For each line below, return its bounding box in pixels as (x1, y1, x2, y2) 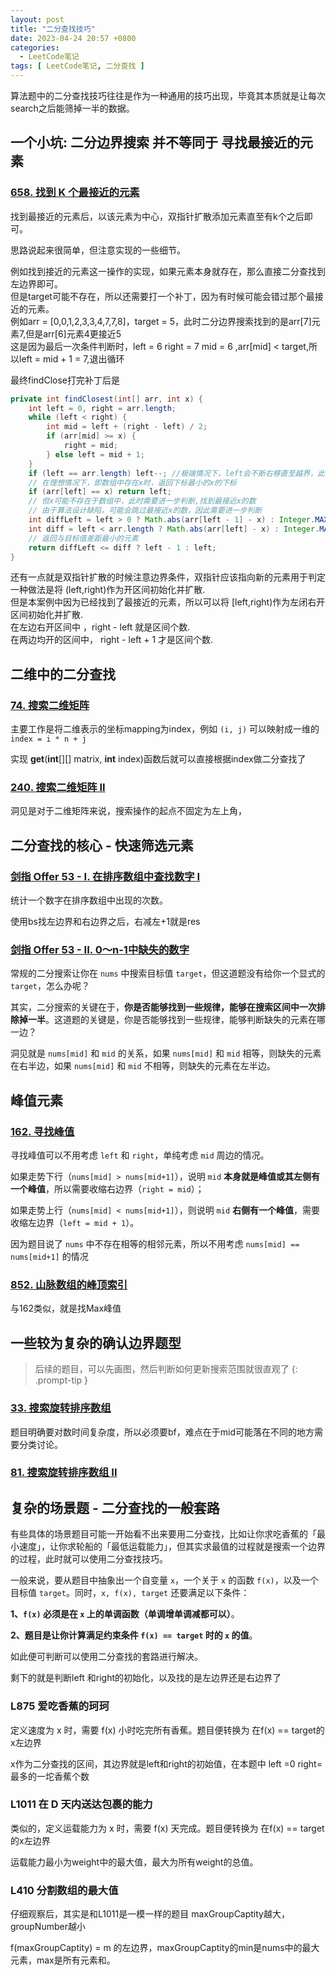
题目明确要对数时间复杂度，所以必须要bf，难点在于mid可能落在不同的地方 (10, 1426, 315, 1438)
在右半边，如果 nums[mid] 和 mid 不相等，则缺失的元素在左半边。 (10, 1060, 276, 1072)
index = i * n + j (10, 734, 87, 745)
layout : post (10, 14, 65, 25)
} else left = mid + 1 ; (46, 449, 145, 460)
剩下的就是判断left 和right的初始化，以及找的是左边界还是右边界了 (10, 1672, 282, 1684)
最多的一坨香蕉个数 (10, 1770, 90, 1782)
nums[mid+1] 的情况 (10, 1251, 89, 1263)
